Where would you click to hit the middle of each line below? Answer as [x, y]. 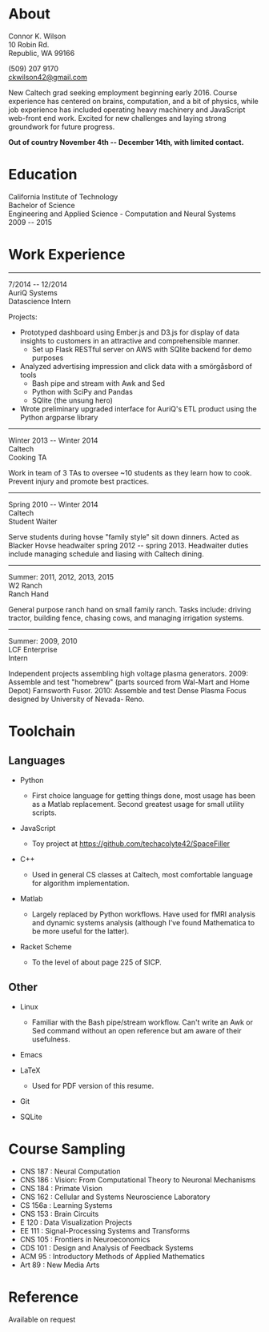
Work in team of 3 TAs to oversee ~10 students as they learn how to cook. [130, 472]
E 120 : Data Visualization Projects [76, 1222]
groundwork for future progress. [62, 126]
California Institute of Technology [63, 196]
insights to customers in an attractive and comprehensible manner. [130, 340]
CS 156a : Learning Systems [66, 1205]
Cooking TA [28, 457]
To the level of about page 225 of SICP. [96, 962]
